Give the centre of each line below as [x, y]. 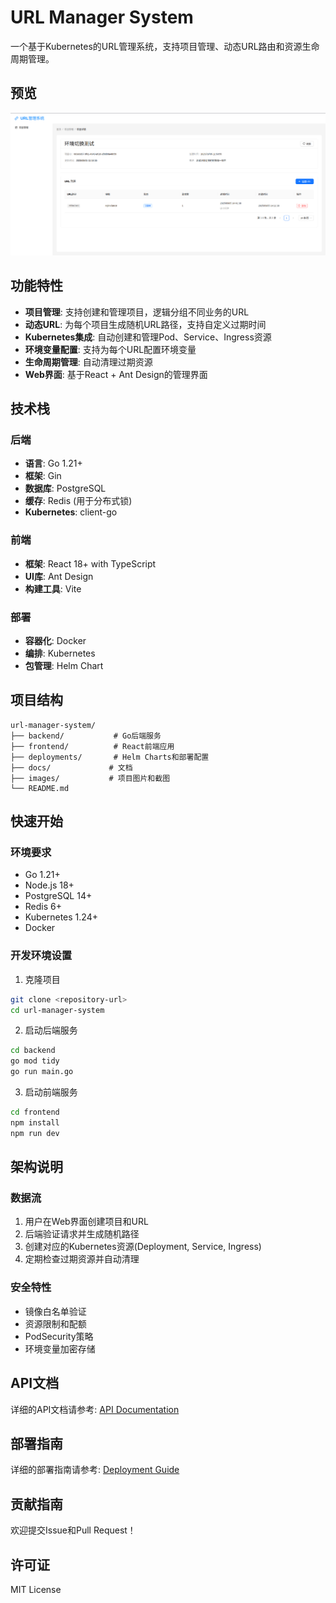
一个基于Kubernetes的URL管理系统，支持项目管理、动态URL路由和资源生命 [165, 46]
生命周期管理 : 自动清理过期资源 [88, 362]
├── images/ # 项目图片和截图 [90, 778]
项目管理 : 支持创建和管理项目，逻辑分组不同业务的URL [137, 312]
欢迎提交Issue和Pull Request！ [73, 1530]
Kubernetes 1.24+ [61, 917]
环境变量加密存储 [60, 1348]
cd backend [33, 1051]
